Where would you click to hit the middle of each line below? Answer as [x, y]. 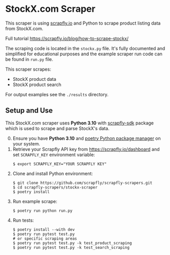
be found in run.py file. [29, 59]
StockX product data [34, 79]
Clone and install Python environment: [53, 173]
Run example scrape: [35, 201]
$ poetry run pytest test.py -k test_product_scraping [72, 243]
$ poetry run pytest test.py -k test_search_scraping [71, 247]
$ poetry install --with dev [44, 229]
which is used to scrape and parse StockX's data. [57, 128]
